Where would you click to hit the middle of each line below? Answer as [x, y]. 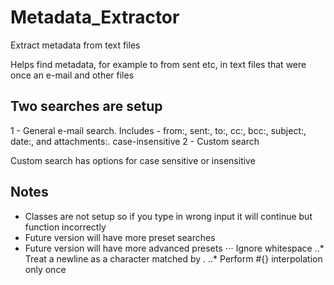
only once [45, 269]
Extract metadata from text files [75, 45]
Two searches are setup [86, 106]
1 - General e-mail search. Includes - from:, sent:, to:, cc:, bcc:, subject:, [158, 130]
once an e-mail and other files [72, 75]
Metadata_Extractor [95, 17]
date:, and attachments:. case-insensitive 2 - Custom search [135, 141]
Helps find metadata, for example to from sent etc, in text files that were [158, 64]
